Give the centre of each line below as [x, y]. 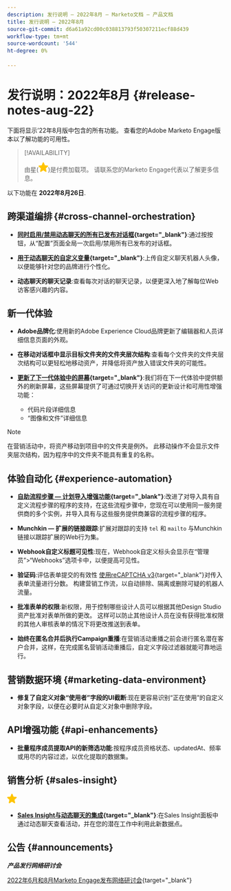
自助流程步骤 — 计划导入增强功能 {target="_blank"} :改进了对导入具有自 [118, 497]
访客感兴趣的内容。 [44, 289]
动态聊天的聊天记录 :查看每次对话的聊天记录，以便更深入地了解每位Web [118, 281]
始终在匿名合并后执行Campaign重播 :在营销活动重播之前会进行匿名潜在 [117, 639]
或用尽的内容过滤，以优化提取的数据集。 [74, 756]
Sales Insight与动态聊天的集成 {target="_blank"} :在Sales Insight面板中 [118, 815]
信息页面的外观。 [47, 340]
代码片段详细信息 [52, 409]
